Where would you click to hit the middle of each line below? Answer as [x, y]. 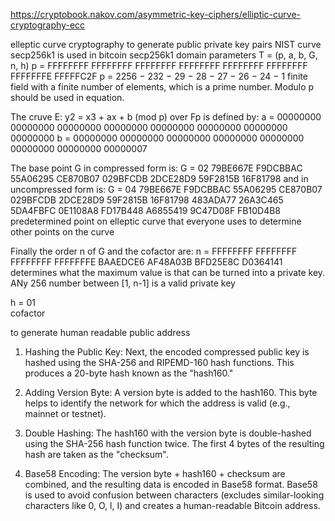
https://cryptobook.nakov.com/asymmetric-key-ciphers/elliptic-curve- [155, 14]
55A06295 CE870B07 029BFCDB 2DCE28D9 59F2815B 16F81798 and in [159, 178]
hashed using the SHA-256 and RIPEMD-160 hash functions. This [159, 362]
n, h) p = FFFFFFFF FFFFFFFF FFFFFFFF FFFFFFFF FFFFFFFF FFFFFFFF [159, 65]
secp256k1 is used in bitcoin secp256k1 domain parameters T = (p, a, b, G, [164, 55]
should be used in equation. [67, 97]
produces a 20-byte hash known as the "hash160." [129, 373]
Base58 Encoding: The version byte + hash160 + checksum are [155, 473]
